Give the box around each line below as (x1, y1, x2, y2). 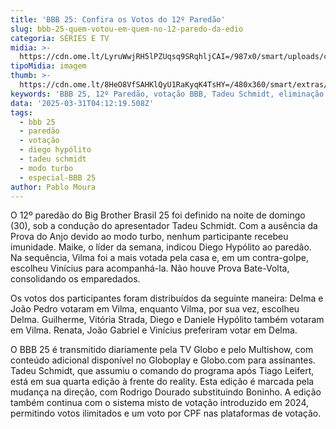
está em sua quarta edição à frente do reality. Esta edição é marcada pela (10, 376, 315, 388)
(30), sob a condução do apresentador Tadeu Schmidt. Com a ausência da (10, 220, 318, 232)
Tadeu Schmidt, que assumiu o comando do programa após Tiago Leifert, (10, 365, 315, 377)
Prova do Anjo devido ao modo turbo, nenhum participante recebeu (10, 231, 289, 243)
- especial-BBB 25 (19, 172, 97, 183)
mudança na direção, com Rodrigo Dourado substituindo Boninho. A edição (10, 386, 322, 398)
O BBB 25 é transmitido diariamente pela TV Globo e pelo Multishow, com (10, 344, 314, 356)
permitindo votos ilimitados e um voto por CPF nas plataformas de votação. (10, 407, 322, 420)
